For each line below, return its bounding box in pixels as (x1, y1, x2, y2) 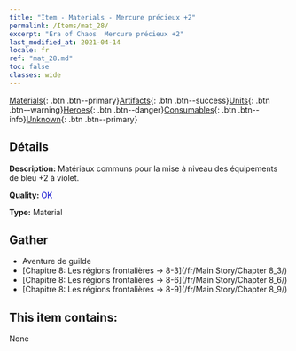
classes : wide (9, 71, 62, 80)
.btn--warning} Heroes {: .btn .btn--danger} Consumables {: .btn (9, 104, 237, 115)
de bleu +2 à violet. (9, 172, 80, 183)
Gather (9, 232, 49, 247)
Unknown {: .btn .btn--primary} (26, 113, 138, 124)
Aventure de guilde (21, 256, 91, 267)
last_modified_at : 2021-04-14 (9, 37, 121, 47)
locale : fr (9, 46, 50, 55)
